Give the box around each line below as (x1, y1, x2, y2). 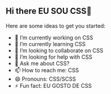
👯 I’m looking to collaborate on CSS (14, 47, 104, 54)
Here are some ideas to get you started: (5, 22, 106, 29)
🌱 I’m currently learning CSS (14, 40, 86, 47)
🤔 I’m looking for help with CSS (14, 53, 93, 61)
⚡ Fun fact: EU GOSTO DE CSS (14, 82, 92, 89)
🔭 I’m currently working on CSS (14, 34, 94, 41)
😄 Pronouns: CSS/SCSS (14, 75, 76, 82)
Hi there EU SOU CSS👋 (5, 6, 92, 16)
